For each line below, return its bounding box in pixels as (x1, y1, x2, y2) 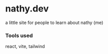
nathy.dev (5, 3, 49, 14)
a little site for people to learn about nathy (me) (5, 19, 103, 25)
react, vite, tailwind (5, 43, 45, 49)
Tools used (5, 32, 33, 39)
